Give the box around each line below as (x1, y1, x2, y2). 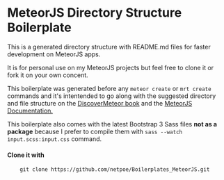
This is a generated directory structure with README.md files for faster (7, 42, 211, 51)
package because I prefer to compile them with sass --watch (7, 127, 183, 136)
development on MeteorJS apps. (7, 50, 101, 58)
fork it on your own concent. (7, 71, 88, 79)
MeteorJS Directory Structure (7, 5, 182, 21)
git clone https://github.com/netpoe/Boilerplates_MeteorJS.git (19, 166, 210, 173)
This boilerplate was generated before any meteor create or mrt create (7, 84, 211, 92)
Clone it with (7, 151, 45, 159)
